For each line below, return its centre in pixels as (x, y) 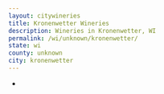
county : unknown (35, 53)
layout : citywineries (45, 16)
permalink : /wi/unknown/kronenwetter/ (73, 38)
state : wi (25, 46)
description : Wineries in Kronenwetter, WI (82, 31)
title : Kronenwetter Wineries (59, 23)
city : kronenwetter (41, 61)
